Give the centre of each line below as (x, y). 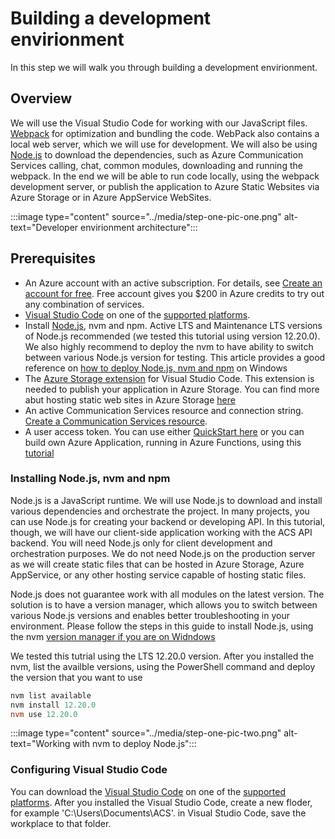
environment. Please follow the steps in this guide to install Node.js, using (162, 626)
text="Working (40, 744)
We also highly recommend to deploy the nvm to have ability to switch (169, 346)
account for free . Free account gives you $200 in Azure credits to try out (174, 293)
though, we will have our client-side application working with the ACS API (161, 532)
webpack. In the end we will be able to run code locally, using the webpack (165, 176)
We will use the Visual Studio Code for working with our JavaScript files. (159, 123)
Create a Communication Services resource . (116, 421)
